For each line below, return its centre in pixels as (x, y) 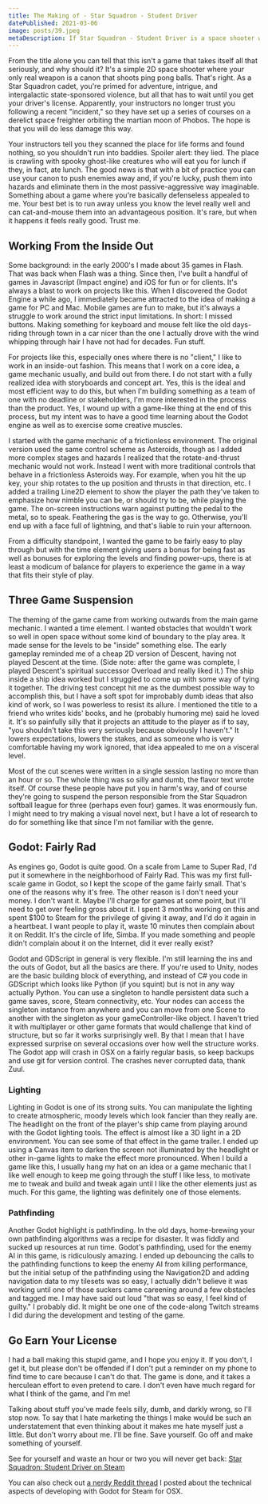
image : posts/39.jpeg (44, 30)
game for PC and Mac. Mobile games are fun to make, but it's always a (124, 308)
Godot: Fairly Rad (52, 848)
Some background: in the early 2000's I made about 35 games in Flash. (126, 266)
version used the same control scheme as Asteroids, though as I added (125, 450)
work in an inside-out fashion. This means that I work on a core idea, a (124, 366)
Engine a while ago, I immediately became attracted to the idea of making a (132, 299)
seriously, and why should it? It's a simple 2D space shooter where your (126, 70)
